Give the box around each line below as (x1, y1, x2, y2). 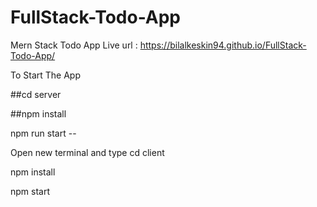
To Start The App (10, 69, 81, 81)
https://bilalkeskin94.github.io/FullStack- (139, 39, 307, 51)
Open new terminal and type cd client (10, 146, 165, 158)
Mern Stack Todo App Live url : (10, 39, 138, 51)
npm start (10, 185, 51, 197)
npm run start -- (10, 127, 77, 139)
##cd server (10, 88, 62, 100)
